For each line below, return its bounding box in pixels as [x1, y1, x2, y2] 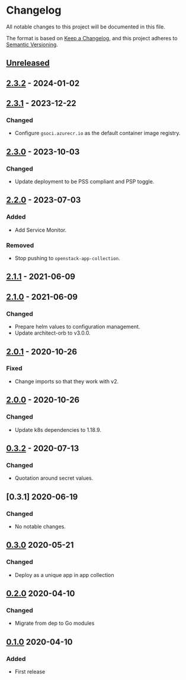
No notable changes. [14, 522, 66, 530]
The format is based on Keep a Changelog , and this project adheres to [6, 34, 178, 41]
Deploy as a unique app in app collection [14, 571, 114, 578]
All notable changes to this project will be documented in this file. [6, 23, 166, 30]
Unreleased [6, 58, 50, 68]
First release [14, 668, 46, 675]
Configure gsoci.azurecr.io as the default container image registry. [14, 130, 181, 137]
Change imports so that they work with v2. [14, 377, 119, 385]
